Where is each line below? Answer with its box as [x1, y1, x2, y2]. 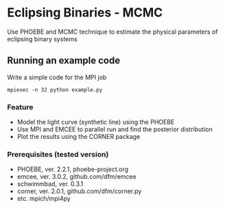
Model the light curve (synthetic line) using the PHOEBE [16, 118, 175, 126]
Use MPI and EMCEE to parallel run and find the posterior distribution [16, 125, 213, 133]
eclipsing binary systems [7, 34, 78, 43]
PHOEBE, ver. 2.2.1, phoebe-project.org [16, 165, 129, 173]
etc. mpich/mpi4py [16, 195, 71, 203]
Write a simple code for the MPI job [7, 73, 107, 81]
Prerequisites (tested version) [7, 149, 109, 159]
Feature [7, 102, 34, 111]
